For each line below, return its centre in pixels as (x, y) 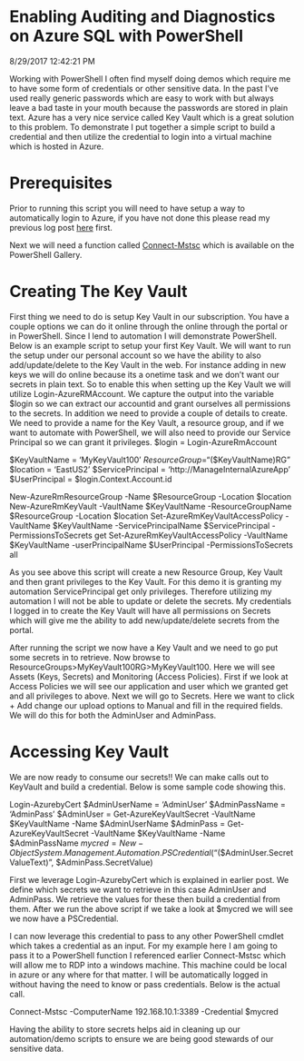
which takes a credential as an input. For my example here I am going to (144, 946)
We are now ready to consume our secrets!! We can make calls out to (139, 777)
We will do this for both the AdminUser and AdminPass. (113, 715)
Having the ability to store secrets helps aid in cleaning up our (125, 1029)
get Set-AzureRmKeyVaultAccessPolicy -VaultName (191, 535)
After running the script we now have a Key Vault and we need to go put (144, 648)
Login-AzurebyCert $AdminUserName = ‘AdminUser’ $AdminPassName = (147, 804)
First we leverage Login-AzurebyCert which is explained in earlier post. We (149, 879)
